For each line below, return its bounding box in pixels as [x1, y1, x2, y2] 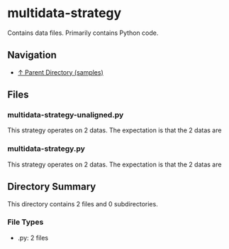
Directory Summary [7, 181, 96, 193]
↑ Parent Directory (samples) [17, 68, 104, 76]
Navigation [7, 49, 57, 61]
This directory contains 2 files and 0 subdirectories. [7, 199, 158, 208]
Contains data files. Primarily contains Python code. [7, 28, 159, 37]
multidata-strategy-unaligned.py [7, 110, 124, 120]
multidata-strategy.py [7, 144, 85, 154]
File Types [7, 217, 44, 227]
